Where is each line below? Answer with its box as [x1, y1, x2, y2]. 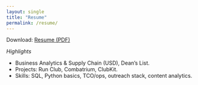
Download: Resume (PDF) [6, 37, 71, 44]
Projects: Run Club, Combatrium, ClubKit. [14, 66, 118, 73]
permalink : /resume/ [6, 20, 59, 26]
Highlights [6, 48, 32, 55]
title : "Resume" [6, 14, 47, 20]
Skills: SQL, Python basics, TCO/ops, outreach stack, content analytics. [14, 72, 193, 80]
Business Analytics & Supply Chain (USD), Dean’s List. [14, 59, 150, 66]
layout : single [6, 8, 45, 15]
